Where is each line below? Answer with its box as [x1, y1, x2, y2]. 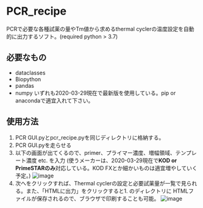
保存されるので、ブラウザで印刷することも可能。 [36, 195, 160, 202]
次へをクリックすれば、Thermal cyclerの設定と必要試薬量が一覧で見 [15, 179, 187, 187]
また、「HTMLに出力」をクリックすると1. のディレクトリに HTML [26, 187, 189, 195]
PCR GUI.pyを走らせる [15, 142, 72, 149]
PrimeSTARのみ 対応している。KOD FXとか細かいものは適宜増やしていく [15, 164, 198, 171]
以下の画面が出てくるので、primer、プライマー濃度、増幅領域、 [15, 149, 176, 156]
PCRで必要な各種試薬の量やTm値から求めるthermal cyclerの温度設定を [6, 25, 184, 32]
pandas [15, 82, 35, 89]
